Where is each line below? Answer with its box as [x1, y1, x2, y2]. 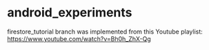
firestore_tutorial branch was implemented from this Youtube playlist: [7, 27, 203, 36]
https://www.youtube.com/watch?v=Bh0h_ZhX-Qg [7, 34, 152, 42]
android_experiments [7, 5, 132, 21]
